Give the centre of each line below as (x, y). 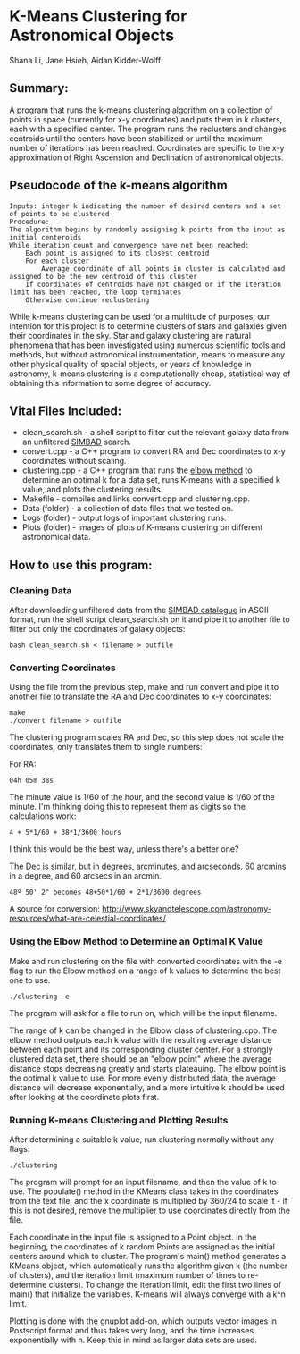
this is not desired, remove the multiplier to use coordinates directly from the (150, 1210)
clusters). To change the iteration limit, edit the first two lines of (165, 1284)
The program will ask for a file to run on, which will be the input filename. (143, 1013)
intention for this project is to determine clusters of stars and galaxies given (148, 326)
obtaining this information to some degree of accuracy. (110, 383)
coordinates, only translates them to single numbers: (106, 747)
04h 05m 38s (31, 781)
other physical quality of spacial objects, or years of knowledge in (130, 364)
